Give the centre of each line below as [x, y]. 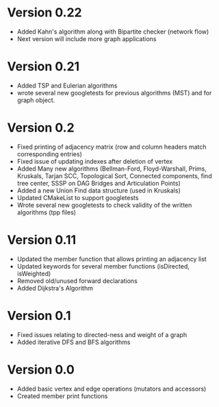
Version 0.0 [41, 370]
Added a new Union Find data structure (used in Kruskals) [99, 190]
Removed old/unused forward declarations [77, 281]
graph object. [36, 100]
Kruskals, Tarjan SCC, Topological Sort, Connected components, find [114, 175]
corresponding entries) [49, 154]
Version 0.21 [43, 67]
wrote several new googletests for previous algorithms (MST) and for [114, 92]
